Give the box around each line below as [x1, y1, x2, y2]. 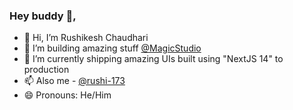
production [23, 64, 70, 76]
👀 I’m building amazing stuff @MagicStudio [23, 42, 202, 54]
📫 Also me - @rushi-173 [23, 75, 126, 87]
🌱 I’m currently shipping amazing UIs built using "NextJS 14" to [23, 53, 284, 65]
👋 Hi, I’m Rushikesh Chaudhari [23, 32, 149, 44]
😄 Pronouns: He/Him [23, 89, 112, 101]
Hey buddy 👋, [9, 9, 77, 23]
